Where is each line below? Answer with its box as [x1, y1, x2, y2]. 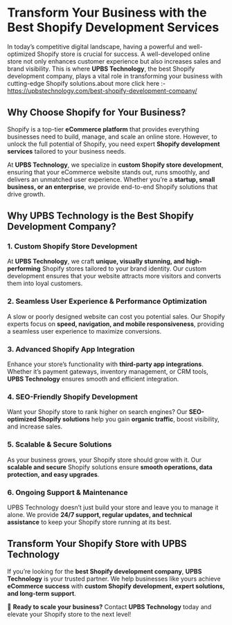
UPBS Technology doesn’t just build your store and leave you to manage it [7, 503, 219, 511]
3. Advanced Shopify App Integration [7, 344, 135, 354]
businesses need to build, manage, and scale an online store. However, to [7, 132, 217, 141]
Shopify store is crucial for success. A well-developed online [37, 50, 210, 58]
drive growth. [7, 190, 46, 198]
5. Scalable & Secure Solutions [7, 440, 112, 449]
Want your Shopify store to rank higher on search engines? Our [7, 408, 188, 416]
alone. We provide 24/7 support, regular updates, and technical [7, 510, 193, 518]
